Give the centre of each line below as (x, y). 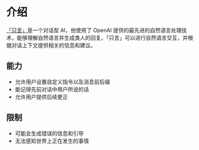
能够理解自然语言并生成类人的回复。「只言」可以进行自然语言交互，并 (102, 37)
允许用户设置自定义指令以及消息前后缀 (62, 81)
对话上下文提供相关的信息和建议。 (54, 45)
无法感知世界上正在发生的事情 (52, 141)
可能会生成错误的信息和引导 (49, 133)
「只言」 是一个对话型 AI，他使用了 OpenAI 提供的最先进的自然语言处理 (94, 30)
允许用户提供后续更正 (41, 96)
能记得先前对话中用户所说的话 (52, 89)
